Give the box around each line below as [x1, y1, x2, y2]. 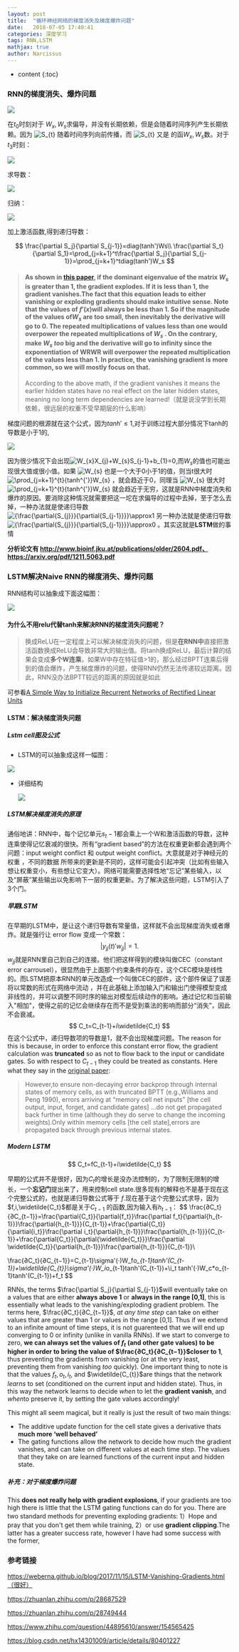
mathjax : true [7, 44, 50, 51]
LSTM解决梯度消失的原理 [7, 810, 82, 819]
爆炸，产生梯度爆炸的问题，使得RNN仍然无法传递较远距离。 [49, 664, 225, 673]
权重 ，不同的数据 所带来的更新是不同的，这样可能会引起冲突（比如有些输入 [7, 857, 229, 866]
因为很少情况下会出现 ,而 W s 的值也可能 [7, 456, 224, 467]
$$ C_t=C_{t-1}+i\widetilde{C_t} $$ [68, 1022, 171, 1030]
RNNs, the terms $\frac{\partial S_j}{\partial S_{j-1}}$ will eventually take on [7, 1285, 228, 1294]
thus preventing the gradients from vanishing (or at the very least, [7, 1355, 201, 1364]
